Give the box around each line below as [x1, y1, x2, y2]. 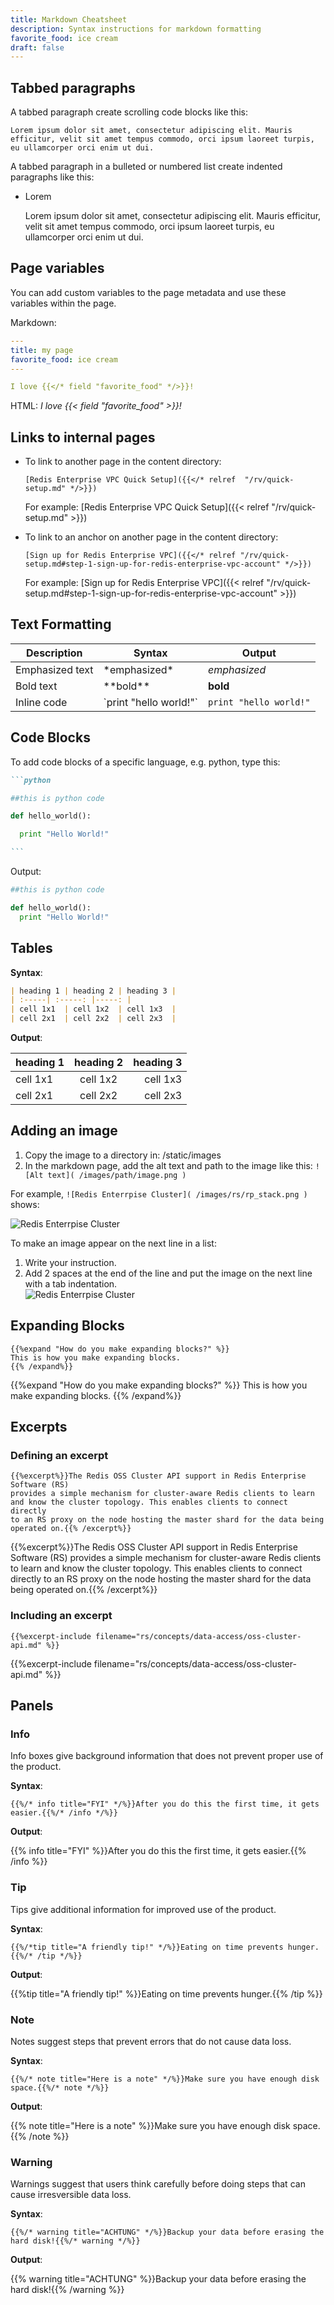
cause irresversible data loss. [10, 2189, 132, 2201]
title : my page [10, 345, 74, 355]
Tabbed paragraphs [10, 79, 136, 96]
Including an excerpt [10, 1609, 113, 1623]
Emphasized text [15, 662, 94, 676]
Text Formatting [10, 616, 112, 633]
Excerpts [10, 1419, 68, 1436]
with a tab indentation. [24, 1277, 118, 1290]
